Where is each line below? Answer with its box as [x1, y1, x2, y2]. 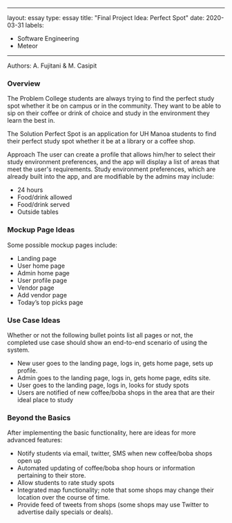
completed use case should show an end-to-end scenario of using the [7, 338, 208, 346]
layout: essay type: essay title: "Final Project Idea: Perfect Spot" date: [7, 14, 205, 21]
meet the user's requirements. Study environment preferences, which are [7, 165, 216, 173]
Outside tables [17, 208, 59, 216]
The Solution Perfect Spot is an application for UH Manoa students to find [7, 130, 217, 138]
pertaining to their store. [17, 471, 86, 480]
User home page [17, 261, 66, 270]
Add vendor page [17, 290, 68, 299]
